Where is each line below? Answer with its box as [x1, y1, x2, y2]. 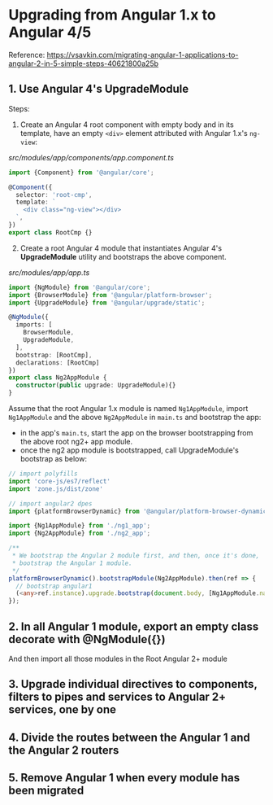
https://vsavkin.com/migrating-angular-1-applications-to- [46, 50, 239, 59]
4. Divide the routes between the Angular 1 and [8, 730, 250, 744]
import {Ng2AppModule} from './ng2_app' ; [8, 529, 151, 538]
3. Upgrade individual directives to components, [8, 677, 258, 691]
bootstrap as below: [19, 454, 88, 463]
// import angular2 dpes [8, 499, 93, 508]
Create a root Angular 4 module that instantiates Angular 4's [19, 243, 222, 253]
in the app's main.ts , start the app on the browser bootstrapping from [19, 428, 253, 437]
